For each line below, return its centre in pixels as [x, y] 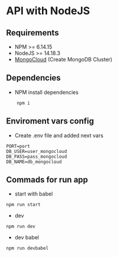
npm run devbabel [27, 248]
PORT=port [18, 146]
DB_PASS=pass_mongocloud [37, 157]
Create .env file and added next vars [59, 135]
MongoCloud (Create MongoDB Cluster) [63, 59]
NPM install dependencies [46, 92]
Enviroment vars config [50, 121]
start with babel [34, 194]
